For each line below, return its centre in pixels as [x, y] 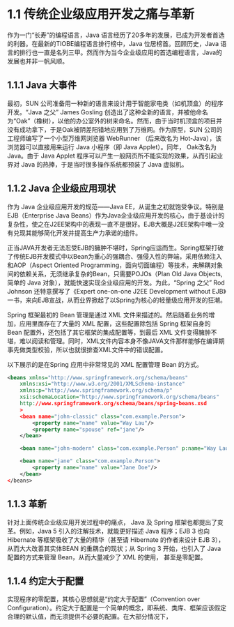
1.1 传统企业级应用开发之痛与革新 [101, 14]
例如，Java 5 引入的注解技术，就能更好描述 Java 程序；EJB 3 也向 [115, 531]
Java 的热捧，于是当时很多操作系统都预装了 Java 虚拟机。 [104, 164]
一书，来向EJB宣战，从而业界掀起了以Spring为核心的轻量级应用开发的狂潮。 [117, 300]
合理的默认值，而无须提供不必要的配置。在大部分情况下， [89, 617]
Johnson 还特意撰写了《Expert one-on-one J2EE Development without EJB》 [117, 291]
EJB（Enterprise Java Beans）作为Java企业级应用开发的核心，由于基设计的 [116, 215]
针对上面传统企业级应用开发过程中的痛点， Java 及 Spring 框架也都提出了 [112, 522]
